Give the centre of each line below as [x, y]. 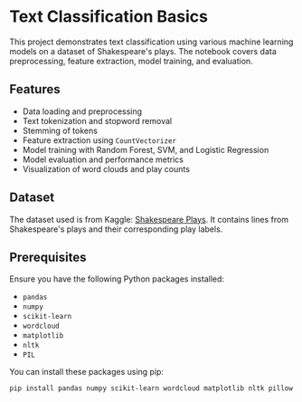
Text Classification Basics [109, 17]
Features [35, 89]
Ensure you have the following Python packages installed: [117, 279]
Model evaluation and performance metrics [103, 159]
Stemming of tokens [60, 130]
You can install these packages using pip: [87, 372]
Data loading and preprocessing [82, 111]
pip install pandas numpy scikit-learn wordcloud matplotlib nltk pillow [151, 388]
